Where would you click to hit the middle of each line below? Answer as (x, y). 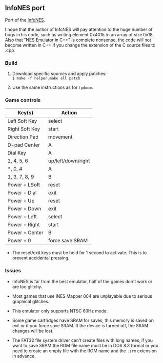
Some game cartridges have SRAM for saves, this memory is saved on (83, 320)
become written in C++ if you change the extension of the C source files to (80, 45)
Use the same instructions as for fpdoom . (52, 87)
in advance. (24, 356)
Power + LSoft (24, 185)
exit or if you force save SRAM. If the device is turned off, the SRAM (80, 325)
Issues (13, 271)
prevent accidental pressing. (41, 258)
